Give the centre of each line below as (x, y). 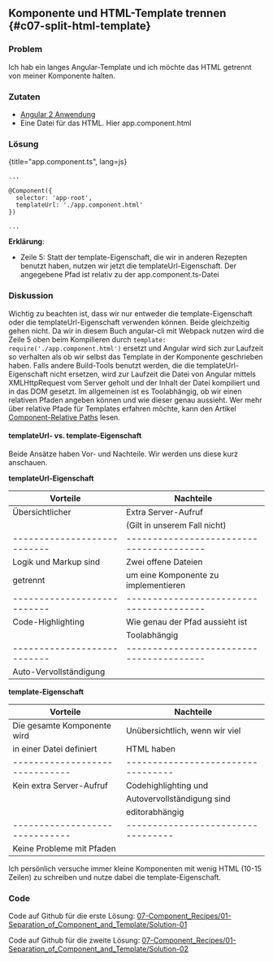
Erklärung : (26, 242)
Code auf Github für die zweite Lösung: (74, 940)
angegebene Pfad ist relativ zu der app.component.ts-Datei (119, 275)
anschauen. (28, 462)
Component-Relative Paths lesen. (64, 417)
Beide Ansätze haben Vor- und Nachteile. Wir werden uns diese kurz (123, 454)
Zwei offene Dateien (164, 562)
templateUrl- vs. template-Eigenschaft (75, 436)
